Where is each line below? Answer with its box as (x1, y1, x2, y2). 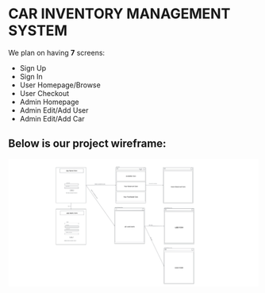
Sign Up (19, 63, 46, 72)
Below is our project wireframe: (8, 137, 167, 151)
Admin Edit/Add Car (19, 114, 85, 123)
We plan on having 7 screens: (8, 48, 106, 57)
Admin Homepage (19, 97, 79, 106)
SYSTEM (8, 21, 67, 40)
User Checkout (19, 88, 70, 98)
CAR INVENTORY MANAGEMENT (8, 5, 231, 23)
